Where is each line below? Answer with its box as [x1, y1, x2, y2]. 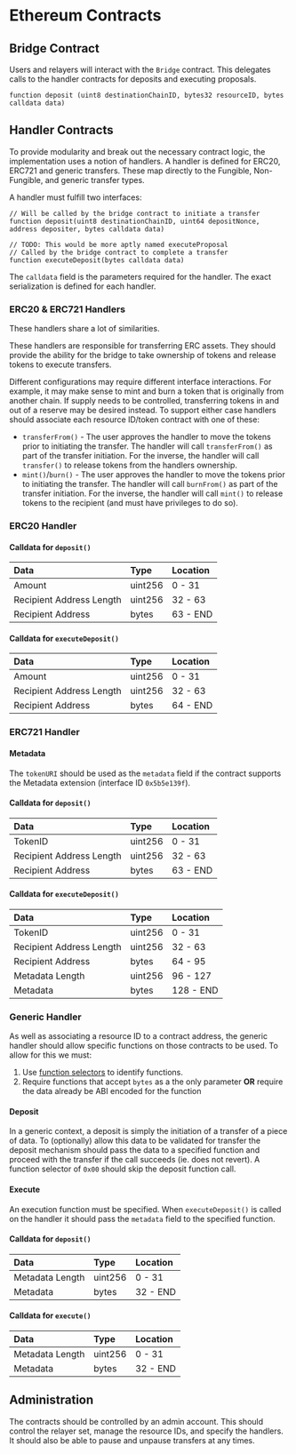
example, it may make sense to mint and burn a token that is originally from [9, 386, 284, 396]
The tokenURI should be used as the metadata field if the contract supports [9, 768, 282, 779]
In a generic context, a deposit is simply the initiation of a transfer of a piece [9, 1126, 288, 1137]
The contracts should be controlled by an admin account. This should [9, 1416, 264, 1426]
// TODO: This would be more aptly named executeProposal [9, 240, 228, 249]
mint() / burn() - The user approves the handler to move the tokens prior [21, 469, 286, 480]
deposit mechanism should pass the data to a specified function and [9, 1145, 260, 1155]
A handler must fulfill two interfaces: [9, 192, 142, 203]
